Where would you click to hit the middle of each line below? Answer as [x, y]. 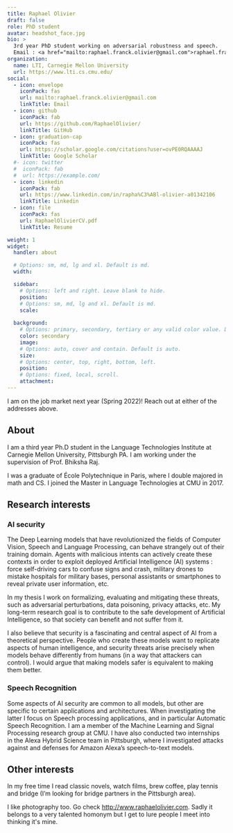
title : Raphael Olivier [42, 14]
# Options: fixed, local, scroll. [69, 375]
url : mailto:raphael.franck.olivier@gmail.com [88, 98]
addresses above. [33, 408]
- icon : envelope [38, 85]
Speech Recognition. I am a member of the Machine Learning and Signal [111, 725]
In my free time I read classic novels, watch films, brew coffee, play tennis [113, 786]
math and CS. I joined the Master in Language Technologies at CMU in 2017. [115, 483]
